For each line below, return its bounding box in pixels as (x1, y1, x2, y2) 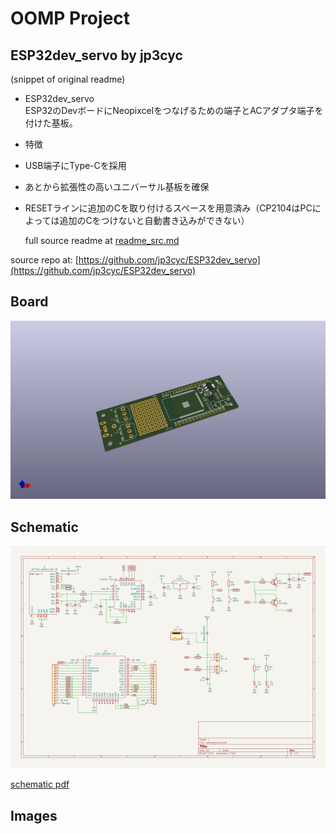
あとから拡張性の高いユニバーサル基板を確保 (24, 181, 210, 192)
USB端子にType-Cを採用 (24, 160, 127, 171)
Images (10, 807, 58, 824)
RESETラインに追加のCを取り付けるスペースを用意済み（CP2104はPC (24, 202, 313, 214)
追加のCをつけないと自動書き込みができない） (59, 215, 250, 226)
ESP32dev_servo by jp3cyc (10, 47, 183, 64)
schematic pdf (10, 778, 70, 791)
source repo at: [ (10, 254, 79, 266)
